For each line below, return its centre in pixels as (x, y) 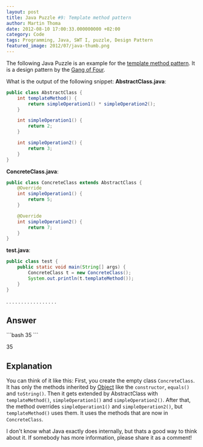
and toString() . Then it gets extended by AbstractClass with (82, 393)
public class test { (32, 262)
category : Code (25, 35)
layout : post (23, 12)
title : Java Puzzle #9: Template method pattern (69, 18)
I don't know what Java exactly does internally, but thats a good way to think (102, 431)
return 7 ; (40, 227)
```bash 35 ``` (22, 335)
